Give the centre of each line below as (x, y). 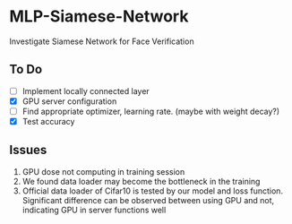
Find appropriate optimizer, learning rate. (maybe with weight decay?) (151, 111)
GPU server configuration (69, 101)
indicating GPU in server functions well (94, 210)
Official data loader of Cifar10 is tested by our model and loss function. (153, 191)
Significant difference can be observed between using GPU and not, (148, 200)
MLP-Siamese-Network (99, 17)
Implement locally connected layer (86, 90)
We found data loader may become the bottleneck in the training (141, 181)
